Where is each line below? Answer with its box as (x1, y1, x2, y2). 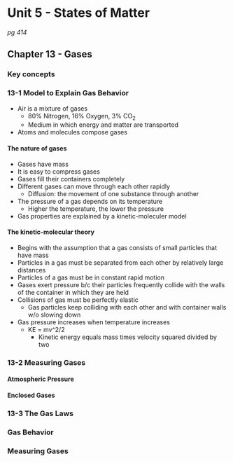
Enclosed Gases (7, 391, 55, 399)
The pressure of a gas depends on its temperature (17, 197, 163, 205)
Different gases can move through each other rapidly (17, 182, 170, 191)
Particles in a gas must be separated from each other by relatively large (17, 258, 224, 267)
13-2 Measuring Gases (7, 357, 86, 367)
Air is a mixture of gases (17, 104, 88, 113)
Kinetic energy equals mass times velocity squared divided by (38, 333, 217, 341)
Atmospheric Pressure (7, 375, 75, 383)
